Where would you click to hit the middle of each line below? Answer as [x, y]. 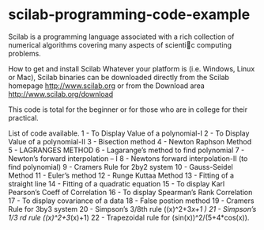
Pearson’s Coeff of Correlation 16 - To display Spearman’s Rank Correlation [130, 192]
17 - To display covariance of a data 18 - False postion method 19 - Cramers [131, 201]
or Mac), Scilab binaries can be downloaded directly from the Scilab [119, 77]
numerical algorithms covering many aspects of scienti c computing [120, 44]
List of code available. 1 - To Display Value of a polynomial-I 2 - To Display [129, 133]
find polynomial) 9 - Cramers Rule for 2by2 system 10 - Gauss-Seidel [121, 167]
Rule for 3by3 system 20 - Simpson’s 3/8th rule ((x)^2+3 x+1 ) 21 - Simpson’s [132, 209]
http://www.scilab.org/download [61, 94]
